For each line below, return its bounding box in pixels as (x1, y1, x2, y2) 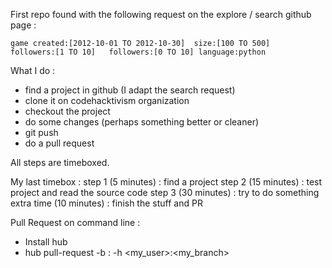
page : (10, 19, 37, 31)
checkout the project (24, 105, 111, 117)
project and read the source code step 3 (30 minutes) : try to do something (10, 187, 320, 198)
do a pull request (24, 137, 95, 149)
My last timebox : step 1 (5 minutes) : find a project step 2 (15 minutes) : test (10, 176, 323, 188)
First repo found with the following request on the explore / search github (10, 9, 312, 20)
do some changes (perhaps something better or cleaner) (24, 116, 260, 128)
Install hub (24, 236, 68, 248)
